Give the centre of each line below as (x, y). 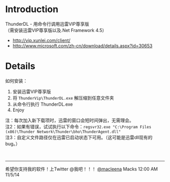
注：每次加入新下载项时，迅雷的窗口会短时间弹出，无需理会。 (70, 120)
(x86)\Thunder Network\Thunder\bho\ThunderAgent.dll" (63, 132)
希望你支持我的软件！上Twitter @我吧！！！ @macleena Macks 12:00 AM (82, 169)
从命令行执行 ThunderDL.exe (43, 104)
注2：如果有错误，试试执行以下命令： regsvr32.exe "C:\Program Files (78, 126)
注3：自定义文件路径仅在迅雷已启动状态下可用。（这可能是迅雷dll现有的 (79, 137)
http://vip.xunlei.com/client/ (41, 40)
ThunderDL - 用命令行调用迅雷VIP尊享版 (47, 24)
